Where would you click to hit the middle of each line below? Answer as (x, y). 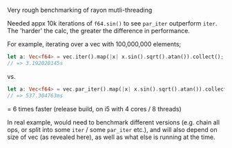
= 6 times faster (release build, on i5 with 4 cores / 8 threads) (94, 109)
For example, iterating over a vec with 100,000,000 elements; (94, 44)
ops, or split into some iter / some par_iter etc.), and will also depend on (112, 129)
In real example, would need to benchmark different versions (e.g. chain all (113, 122)
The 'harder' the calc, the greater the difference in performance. (98, 31)
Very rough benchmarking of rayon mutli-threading (80, 10)
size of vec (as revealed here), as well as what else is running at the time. (111, 137)
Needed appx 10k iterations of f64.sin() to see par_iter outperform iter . (112, 23)
